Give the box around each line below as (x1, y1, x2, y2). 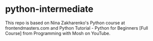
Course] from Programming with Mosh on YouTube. (5, 30, 111, 36)
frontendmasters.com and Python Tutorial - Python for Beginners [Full (5, 25, 148, 31)
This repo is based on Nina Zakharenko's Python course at (5, 20, 125, 26)
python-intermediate (5, 3, 93, 15)
